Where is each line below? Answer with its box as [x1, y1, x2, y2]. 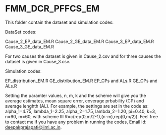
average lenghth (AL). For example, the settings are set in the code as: [5, 103, 149, 109]
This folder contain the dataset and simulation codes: [5, 19, 114, 25]
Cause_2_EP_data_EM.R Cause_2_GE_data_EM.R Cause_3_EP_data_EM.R [5, 38, 154, 45]
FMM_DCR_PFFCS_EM [5, 3, 100, 14]
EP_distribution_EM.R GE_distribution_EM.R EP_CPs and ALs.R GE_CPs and [5, 78, 158, 84]
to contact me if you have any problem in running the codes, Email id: [5, 119, 147, 125]
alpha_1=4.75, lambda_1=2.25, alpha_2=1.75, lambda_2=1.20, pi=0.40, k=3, [5, 108, 156, 114]
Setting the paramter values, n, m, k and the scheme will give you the [5, 92, 146, 98]
